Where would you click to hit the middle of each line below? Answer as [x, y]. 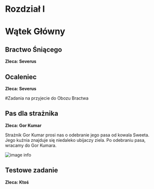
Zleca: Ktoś [17, 182]
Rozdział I [25, 9]
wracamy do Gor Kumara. [31, 145]
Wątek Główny [35, 32]
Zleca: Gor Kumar [23, 125]
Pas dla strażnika [32, 114]
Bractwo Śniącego [33, 49]
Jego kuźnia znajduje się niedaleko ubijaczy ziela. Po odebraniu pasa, [75, 140]
